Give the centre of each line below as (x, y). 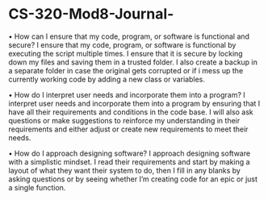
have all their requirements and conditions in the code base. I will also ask (131, 112)
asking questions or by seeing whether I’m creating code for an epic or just (133, 179)
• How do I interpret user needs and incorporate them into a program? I (127, 94)
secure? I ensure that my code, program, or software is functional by (122, 44)
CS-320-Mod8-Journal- (91, 14)
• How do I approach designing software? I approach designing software (130, 153)
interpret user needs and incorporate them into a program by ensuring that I (134, 103)
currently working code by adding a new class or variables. (107, 79)
